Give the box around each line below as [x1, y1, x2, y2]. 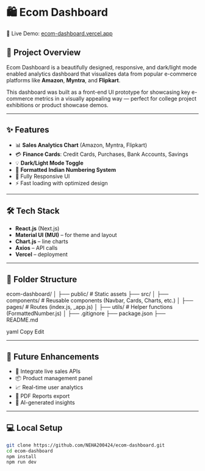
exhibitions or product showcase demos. [6, 101, 109, 108]
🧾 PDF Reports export [15, 392, 70, 400]
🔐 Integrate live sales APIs [15, 367, 81, 375]
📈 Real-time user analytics [15, 384, 84, 391]
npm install [6, 453, 37, 459]
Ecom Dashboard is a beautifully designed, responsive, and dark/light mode [6, 63, 197, 71]
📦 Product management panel [15, 375, 93, 381]
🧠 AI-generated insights [15, 399, 75, 406]
